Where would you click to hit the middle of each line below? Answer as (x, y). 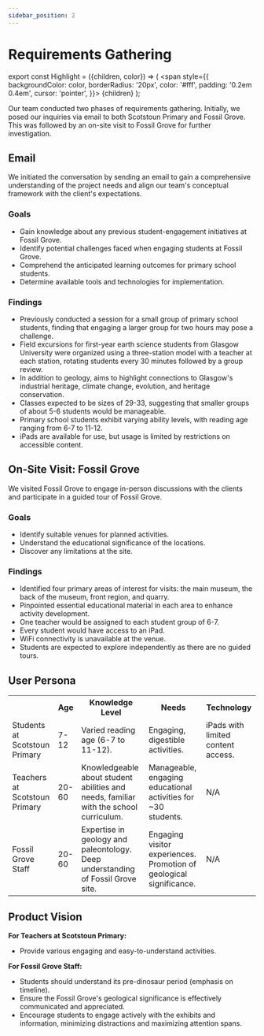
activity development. (55, 614)
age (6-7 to (103, 740)
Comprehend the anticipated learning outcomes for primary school (128, 265)
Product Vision (45, 917)
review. (31, 369)
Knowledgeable (110, 767)
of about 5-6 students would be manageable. (93, 411)
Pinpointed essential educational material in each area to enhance (126, 605)
